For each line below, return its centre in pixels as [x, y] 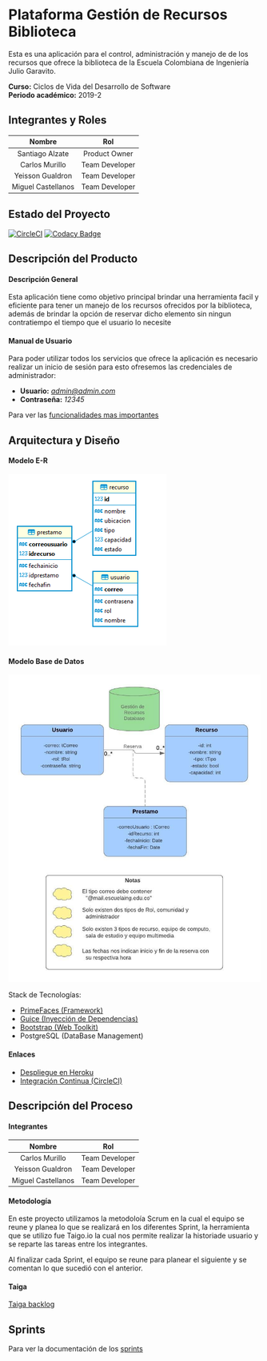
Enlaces [22, 1054]
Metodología [30, 1201]
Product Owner [108, 153]
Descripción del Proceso [71, 1106]
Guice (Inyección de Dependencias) [79, 1019]
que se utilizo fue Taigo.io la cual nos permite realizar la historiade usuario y [133, 1236]
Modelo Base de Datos [46, 661]
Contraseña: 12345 [52, 400]
